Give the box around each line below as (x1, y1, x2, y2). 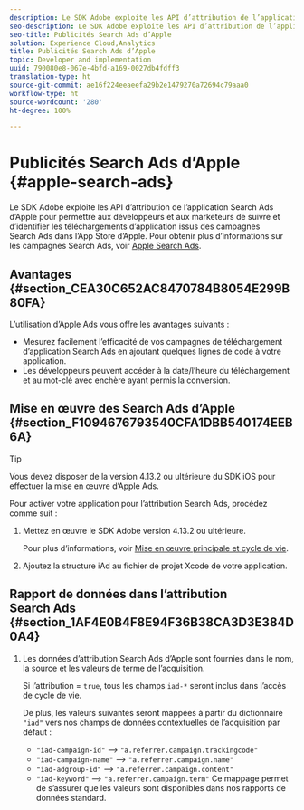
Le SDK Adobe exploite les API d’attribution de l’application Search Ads (9, 202, 274, 213)
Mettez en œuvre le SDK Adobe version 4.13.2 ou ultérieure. (22, 525, 247, 536)
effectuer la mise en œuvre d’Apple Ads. (9, 481, 160, 491)
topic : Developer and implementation (9, 55, 152, 64)
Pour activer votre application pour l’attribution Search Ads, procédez (9, 498, 268, 509)
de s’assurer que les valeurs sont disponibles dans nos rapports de (35, 782, 287, 793)
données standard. (35, 792, 107, 803)
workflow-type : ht (9, 89, 79, 98)
